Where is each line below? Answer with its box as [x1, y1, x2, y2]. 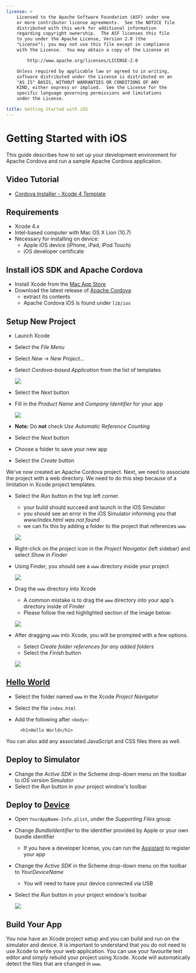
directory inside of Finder [23, 602, 85, 610]
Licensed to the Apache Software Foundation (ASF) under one [16, 14, 170, 20]
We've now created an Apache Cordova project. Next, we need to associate [6, 468, 190, 475]
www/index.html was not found [23, 516, 100, 523]
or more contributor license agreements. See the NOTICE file [16, 19, 175, 25]
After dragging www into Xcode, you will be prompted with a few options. [14, 631, 188, 638]
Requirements [6, 207, 59, 217]
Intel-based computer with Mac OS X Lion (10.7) [14, 229, 131, 236]
